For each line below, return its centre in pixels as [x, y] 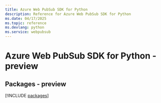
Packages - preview [36, 84]
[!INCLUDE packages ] [27, 96]
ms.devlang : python [25, 28]
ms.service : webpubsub [28, 32]
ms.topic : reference [26, 23]
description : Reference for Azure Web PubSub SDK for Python [68, 14]
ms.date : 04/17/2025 [26, 18]
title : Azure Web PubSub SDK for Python [47, 9]
